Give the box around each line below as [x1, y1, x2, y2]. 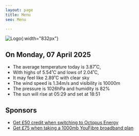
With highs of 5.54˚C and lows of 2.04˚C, [12, 70, 99, 76]
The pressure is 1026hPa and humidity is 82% [12, 85, 110, 92]
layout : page [5, 7, 33, 13]
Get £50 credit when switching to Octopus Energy [12, 120, 119, 125]
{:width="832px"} [21, 35, 59, 41]
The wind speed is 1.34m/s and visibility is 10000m [12, 80, 121, 86]
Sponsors [5, 106, 37, 115]
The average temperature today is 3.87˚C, [12, 64, 101, 70]
